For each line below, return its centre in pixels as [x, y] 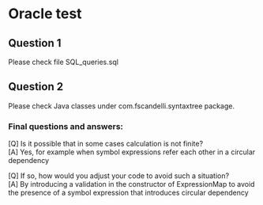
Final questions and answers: [66, 126]
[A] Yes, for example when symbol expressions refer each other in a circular [132, 152]
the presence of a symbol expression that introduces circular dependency [128, 193]
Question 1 [35, 43]
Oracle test [45, 14]
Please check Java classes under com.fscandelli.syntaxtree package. [122, 106]
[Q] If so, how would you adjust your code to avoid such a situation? [119, 176]
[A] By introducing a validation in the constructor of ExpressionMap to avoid [131, 184]
